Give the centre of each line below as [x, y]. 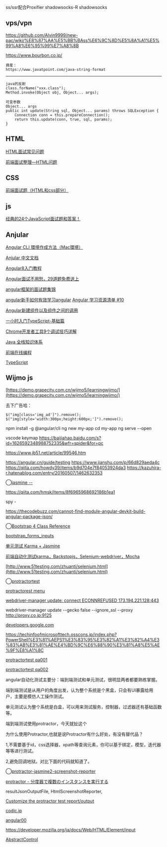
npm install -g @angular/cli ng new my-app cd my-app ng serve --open [79, 428]
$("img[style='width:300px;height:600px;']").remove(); [64, 419]
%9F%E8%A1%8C [25, 650]
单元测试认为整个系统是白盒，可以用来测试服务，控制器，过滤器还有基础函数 [84, 707]
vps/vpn [19, 23]
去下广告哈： [19, 405]
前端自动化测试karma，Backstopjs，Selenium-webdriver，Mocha [73, 556]
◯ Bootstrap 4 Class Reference [38, 526]
